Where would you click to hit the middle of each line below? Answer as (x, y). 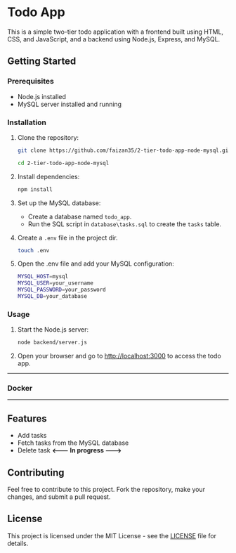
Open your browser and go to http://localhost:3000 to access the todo (119, 356)
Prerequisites (31, 82)
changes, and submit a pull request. (59, 497)
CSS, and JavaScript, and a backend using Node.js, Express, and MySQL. (114, 39)
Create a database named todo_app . (80, 216)
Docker (20, 389)
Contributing (36, 473)
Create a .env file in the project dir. (67, 238)
